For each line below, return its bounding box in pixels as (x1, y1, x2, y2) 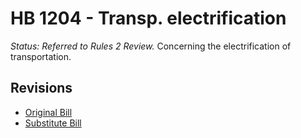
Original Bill (24, 106, 73, 118)
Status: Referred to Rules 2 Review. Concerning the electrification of (10, 40, 292, 52)
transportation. (10, 50, 72, 62)
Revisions (10, 80, 73, 97)
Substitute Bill (24, 117, 82, 129)
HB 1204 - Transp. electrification (10, 7, 287, 30)
